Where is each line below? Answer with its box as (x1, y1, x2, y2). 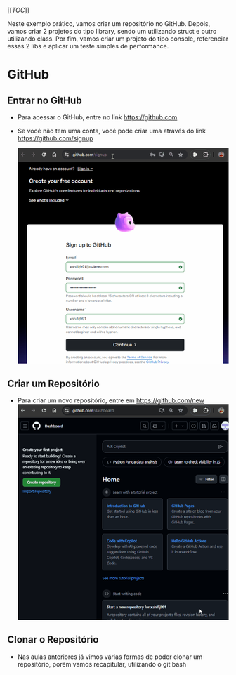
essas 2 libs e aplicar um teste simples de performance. (7, 42, 169, 50)
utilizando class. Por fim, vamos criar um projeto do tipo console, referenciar (7, 34, 229, 43)
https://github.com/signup (17, 134, 93, 143)
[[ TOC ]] (7, 6, 29, 14)
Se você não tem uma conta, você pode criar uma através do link (17, 126, 206, 135)
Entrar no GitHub (7, 94, 82, 106)
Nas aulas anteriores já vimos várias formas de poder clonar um (17, 653, 203, 661)
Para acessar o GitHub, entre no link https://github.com (17, 113, 178, 122)
